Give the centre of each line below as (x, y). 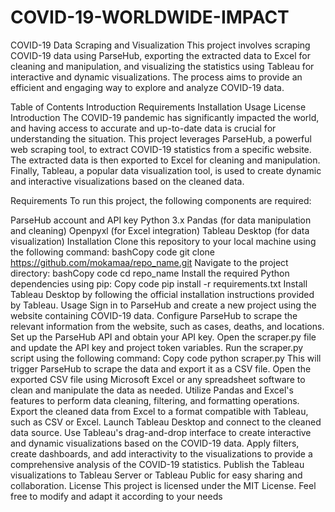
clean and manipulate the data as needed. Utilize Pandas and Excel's (152, 390)
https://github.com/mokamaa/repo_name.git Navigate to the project (149, 262)
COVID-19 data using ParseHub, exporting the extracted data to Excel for (160, 55)
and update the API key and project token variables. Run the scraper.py (157, 347)
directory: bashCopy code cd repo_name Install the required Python (150, 273)
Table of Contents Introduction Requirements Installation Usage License (158, 107)
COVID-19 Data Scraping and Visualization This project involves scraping (160, 45)
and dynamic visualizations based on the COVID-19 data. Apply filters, (155, 443)
